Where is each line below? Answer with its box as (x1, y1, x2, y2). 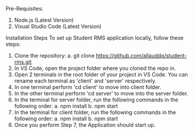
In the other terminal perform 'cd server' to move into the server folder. (14, 90, 189, 97)
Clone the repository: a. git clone (14, 52, 95, 59)
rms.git (14, 59, 32, 65)
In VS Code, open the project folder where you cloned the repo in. (14, 65, 176, 72)
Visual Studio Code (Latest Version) (14, 23, 102, 30)
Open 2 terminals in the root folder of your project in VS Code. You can (14, 71, 188, 78)
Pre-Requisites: (5, 5, 43, 12)
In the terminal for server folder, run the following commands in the (14, 96, 179, 103)
